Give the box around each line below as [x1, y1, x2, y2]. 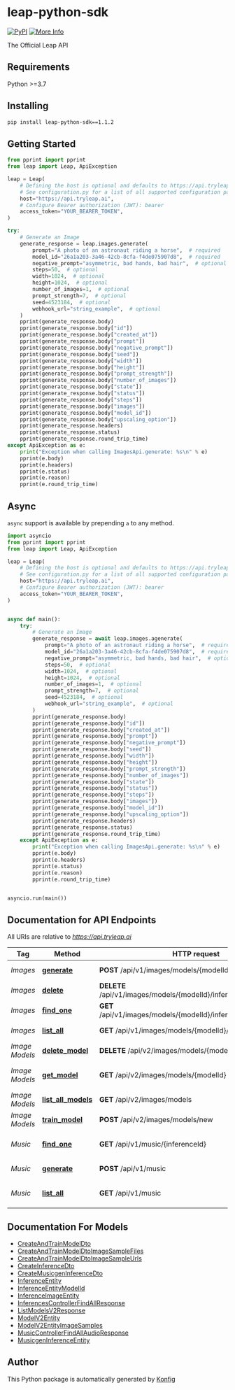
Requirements [7, 61, 70, 73]
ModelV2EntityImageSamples [17, 1321, 103, 1330]
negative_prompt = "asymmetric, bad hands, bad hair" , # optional [32, 260, 227, 267]
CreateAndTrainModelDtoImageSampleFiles [17, 1247, 144, 1256]
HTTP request [172, 949, 220, 959]
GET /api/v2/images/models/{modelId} [99, 1070, 227, 1080]
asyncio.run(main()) [7, 895, 68, 902]
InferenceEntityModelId [17, 1284, 85, 1293]
